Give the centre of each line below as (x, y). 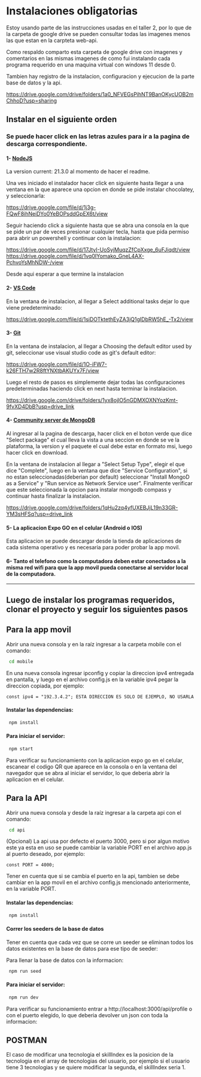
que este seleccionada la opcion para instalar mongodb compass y (89, 490)
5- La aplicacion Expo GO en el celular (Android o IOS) (74, 528)
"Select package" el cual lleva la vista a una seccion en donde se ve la (93, 440)
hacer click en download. (37, 453)
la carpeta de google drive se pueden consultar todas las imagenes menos (98, 34)
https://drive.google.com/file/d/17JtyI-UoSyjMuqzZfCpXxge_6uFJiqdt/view (98, 250)
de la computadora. (31, 574)
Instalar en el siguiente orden (62, 120)
